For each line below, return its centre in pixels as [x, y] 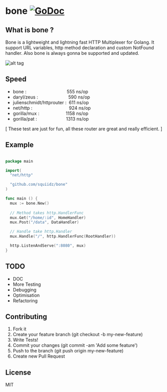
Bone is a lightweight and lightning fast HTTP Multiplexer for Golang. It [80, 42]
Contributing [26, 316]
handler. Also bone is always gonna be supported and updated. [72, 53]
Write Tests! [25, 340]
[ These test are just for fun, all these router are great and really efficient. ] [84, 129]
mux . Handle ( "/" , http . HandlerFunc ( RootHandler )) [63, 237]
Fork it [20, 329]
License [18, 372]
